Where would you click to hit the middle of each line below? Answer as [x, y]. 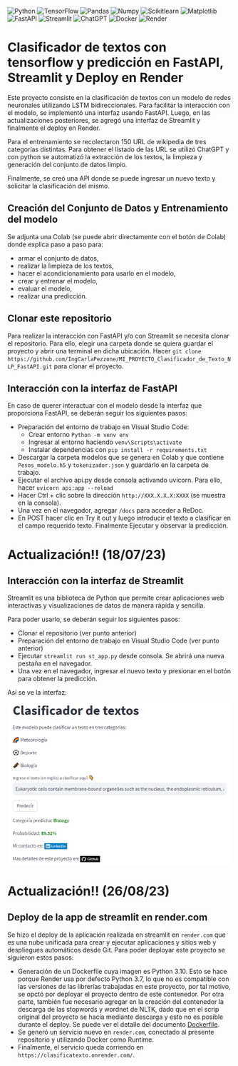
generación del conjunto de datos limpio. [67, 164]
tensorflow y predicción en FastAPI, [115, 62]
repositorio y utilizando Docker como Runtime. [86, 1040]
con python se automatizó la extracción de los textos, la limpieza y [105, 156]
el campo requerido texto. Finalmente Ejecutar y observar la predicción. [123, 526]
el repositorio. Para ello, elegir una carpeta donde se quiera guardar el [110, 343]
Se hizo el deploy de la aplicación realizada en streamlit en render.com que [117, 935]
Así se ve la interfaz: [37, 693]
